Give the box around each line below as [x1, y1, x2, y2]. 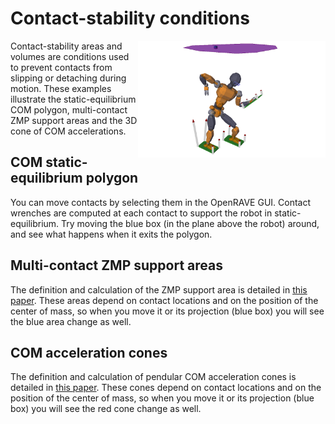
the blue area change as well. [10, 315, 132, 327]
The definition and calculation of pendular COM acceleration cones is [10, 371, 297, 383]
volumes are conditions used [10, 50, 130, 62]
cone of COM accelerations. [10, 125, 127, 137]
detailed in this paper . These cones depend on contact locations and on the [10, 382, 322, 394]
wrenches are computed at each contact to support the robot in [10, 207, 273, 219]
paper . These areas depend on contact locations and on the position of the [10, 294, 319, 306]
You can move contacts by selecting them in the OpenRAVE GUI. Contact [10, 196, 312, 208]
